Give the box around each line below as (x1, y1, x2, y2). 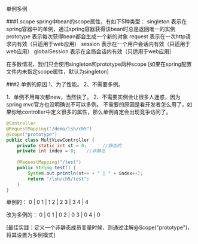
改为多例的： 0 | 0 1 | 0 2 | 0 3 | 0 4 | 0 (6, 211, 100, 218)
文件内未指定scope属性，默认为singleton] (6, 68, 109, 75)
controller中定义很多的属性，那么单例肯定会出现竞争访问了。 (22, 108, 172, 115)
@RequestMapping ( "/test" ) (17, 159, 82, 166)
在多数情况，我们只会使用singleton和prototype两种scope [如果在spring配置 (6, 60, 192, 68)
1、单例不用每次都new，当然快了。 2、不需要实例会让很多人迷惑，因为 (6, 93, 181, 100)
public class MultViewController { (6, 137, 95, 143)
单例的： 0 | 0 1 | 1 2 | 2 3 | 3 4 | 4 (6, 199, 89, 206)
